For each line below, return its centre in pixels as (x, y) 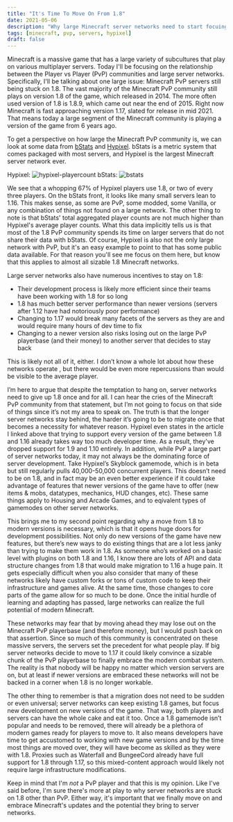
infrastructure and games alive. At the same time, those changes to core (110, 588)
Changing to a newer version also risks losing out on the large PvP (112, 334)
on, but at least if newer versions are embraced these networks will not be (113, 675)
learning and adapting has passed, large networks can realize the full (106, 602)
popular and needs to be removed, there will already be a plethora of (105, 725)
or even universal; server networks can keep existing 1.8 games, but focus (113, 703)
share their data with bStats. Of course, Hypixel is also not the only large (110, 240)
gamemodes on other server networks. (63, 508)
